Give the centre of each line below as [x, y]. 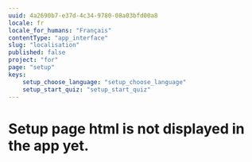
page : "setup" [32, 67]
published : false [37, 52]
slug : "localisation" [44, 45]
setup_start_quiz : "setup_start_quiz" [87, 89]
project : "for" [33, 60]
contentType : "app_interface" [58, 38]
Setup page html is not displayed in [126, 129]
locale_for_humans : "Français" [60, 30]
